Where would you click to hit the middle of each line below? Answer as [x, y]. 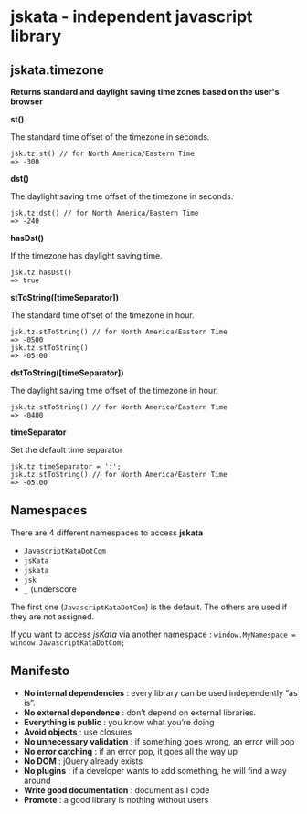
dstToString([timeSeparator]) [67, 373]
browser [27, 101]
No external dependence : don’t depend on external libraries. [140, 712]
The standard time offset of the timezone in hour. [102, 315]
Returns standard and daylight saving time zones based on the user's [145, 92]
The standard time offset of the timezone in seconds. [110, 137]
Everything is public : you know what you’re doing [119, 722]
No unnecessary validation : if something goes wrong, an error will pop [159, 741]
